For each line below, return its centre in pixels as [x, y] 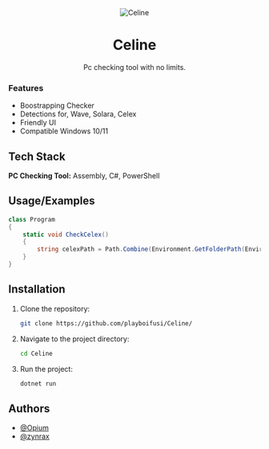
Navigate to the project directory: [74, 339]
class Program [32, 219]
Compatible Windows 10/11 [64, 131]
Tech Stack [37, 156]
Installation [37, 290]
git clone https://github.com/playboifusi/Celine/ [106, 323]
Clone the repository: [55, 308]
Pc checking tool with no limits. [134, 67]
